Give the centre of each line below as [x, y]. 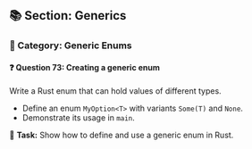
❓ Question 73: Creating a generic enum [85, 67]
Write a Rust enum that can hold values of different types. [115, 91]
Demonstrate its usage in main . [79, 117]
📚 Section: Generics [68, 16]
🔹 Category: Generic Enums [71, 46]
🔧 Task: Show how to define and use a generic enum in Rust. [122, 135]
